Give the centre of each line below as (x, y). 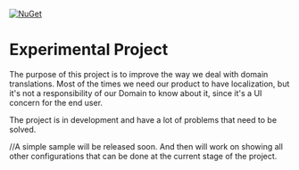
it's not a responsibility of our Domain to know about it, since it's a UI (136, 93)
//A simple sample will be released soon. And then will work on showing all (146, 146)
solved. (23, 129)
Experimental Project (89, 50)
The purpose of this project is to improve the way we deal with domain (139, 74)
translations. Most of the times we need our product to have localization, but (149, 84)
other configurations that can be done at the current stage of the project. (143, 156)
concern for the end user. (56, 102)
